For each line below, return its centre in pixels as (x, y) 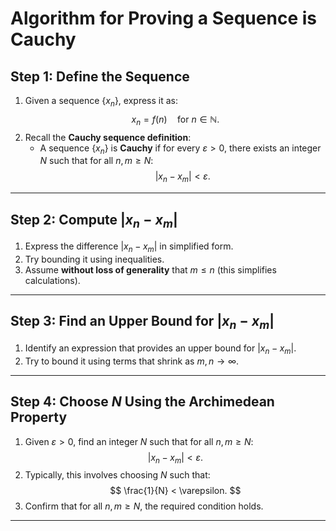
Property (39, 417)
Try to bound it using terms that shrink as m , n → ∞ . (132, 361)
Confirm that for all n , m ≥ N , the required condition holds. (144, 506)
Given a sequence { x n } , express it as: (101, 102)
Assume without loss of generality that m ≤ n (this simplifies (150, 269)
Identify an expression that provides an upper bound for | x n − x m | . (160, 349)
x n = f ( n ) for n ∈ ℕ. (175, 120)
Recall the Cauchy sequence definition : (108, 137)
